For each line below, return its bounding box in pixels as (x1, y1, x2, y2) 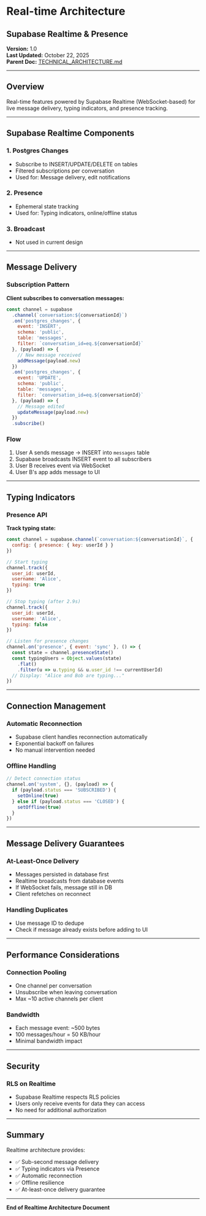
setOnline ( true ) (17, 792, 59, 799)
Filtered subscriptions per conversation (15, 167, 115, 174)
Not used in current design (15, 238, 83, 246)
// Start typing (6, 559, 48, 565)
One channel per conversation (15, 981, 92, 989)
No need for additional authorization (15, 1106, 107, 1113)
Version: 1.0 (6, 45, 37, 52)
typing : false (12, 622, 48, 628)
